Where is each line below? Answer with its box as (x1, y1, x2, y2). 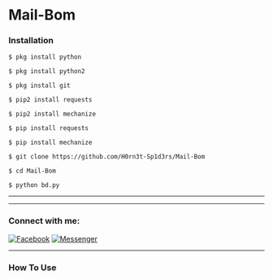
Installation (8, 35, 54, 46)
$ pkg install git (8, 81, 71, 90)
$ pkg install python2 (8, 68, 85, 76)
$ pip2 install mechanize (8, 110, 96, 119)
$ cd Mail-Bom (8, 167, 57, 176)
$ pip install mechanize (8, 138, 93, 147)
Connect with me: (8, 216, 80, 227)
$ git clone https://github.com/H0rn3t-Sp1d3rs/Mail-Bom (8, 153, 206, 161)
